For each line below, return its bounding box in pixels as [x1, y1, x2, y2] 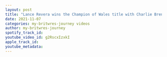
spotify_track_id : [5, 30, 43, 35]
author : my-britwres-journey [5, 26, 66, 31]
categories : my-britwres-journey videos [5, 21, 90, 26]
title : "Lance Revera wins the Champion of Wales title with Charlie [5, 12, 153, 17]
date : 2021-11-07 [5, 16, 41, 21]
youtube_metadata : [5, 44, 43, 49]
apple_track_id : [5, 40, 39, 45]
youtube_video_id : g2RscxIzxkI [5, 35, 70, 40]
